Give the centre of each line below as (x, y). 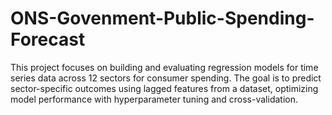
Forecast (48, 39)
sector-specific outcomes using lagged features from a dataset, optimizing (164, 88)
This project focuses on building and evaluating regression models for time (164, 67)
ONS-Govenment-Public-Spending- (162, 18)
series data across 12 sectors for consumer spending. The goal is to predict (166, 78)
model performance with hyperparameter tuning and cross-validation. (154, 99)
